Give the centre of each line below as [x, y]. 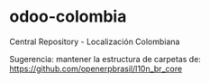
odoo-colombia [68, 17]
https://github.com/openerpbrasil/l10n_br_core [96, 69]
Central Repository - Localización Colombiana [95, 41]
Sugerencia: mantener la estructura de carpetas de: [105, 59]
